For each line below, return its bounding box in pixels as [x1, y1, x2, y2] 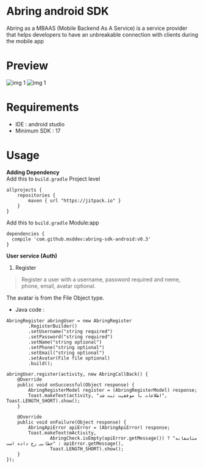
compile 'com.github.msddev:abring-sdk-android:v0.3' [12, 236, 151, 242]
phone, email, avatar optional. [21, 282, 96, 289]
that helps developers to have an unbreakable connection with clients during [6, 31, 199, 38]
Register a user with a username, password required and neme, [21, 276, 181, 283]
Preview [6, 59, 49, 73]
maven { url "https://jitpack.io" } [28, 197, 121, 204]
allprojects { [6, 187, 43, 193]
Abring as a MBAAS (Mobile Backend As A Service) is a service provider [6, 24, 188, 32]
